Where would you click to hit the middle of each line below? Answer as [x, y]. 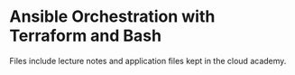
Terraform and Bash [86, 36]
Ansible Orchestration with [112, 17]
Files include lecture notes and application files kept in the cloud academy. [148, 61]
